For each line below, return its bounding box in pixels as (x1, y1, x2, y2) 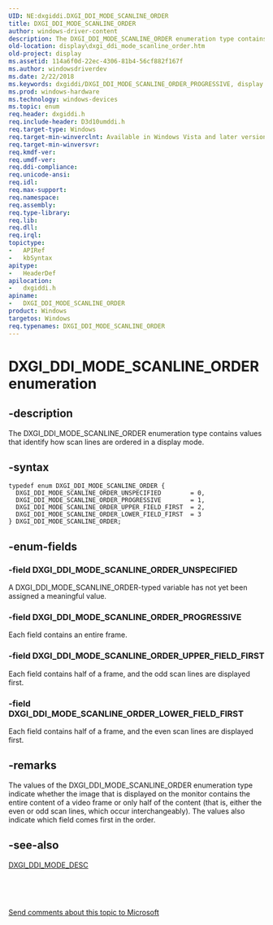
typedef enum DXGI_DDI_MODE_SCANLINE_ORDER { (8, 482, 165, 491)
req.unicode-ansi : (8, 171, 71, 179)
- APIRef (8, 247, 45, 255)
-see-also (8, 839, 59, 853)
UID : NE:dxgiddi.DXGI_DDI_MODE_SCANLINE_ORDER (8, 11, 169, 20)
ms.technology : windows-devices (8, 95, 118, 103)
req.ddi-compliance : (8, 164, 79, 172)
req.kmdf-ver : (8, 148, 57, 156)
